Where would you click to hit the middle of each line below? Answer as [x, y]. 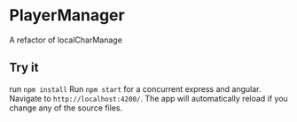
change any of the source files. [66, 108]
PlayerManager [67, 15]
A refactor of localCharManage [66, 40]
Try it [24, 68]
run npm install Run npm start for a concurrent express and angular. [135, 88]
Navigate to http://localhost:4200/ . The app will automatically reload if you [148, 98]
